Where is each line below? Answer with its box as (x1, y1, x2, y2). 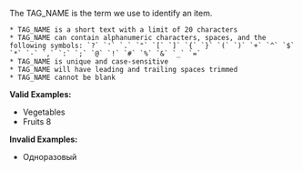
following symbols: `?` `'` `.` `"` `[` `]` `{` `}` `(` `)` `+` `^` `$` (9, 41, 296, 50)
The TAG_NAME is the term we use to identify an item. (9, 8, 213, 18)
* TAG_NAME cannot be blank (9, 73, 116, 82)
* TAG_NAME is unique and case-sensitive (9, 57, 169, 66)
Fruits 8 (22, 116, 52, 126)
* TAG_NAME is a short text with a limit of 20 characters (9, 25, 238, 35)
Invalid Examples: (9, 134, 78, 145)
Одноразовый (22, 152, 77, 162)
